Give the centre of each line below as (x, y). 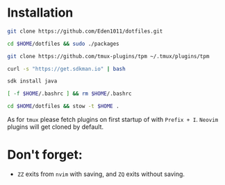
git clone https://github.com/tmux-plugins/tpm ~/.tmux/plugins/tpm (108, 56)
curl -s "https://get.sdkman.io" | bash (67, 69)
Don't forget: (45, 155)
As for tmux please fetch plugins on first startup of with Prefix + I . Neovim (113, 120)
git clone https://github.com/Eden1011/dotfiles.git (85, 31)
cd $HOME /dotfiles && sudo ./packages (63, 44)
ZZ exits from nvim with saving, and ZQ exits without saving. (101, 174)
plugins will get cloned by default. (56, 127)
